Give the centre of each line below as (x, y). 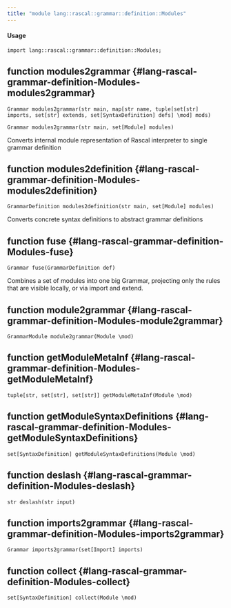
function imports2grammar (67, 523)
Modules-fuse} (40, 252)
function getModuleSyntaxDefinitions (90, 417)
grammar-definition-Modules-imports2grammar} (116, 534)
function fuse (37, 241)
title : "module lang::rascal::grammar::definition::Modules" (97, 13)
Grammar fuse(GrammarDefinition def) (61, 268)
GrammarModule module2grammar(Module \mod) (71, 337)
